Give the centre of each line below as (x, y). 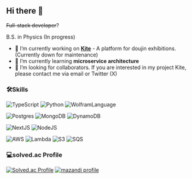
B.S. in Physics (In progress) (41, 37)
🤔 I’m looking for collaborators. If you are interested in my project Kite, (100, 67)
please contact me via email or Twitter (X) (66, 73)
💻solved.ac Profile (34, 155)
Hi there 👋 (25, 11)
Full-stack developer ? (33, 25)
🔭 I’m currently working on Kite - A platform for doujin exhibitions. (95, 48)
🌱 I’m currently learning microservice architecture (77, 61)
